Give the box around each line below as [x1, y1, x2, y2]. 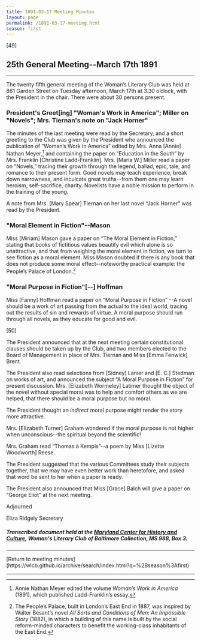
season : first [6, 25, 42, 32]
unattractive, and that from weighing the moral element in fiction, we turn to [6, 247, 193, 255]
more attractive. [6, 413, 45, 420]
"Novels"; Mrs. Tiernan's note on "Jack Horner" [6, 116, 148, 124]
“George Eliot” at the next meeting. [6, 492, 92, 499]
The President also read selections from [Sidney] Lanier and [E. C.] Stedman [6, 370, 194, 377]
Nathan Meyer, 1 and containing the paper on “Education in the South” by [6, 149, 184, 157]
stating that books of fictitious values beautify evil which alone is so [6, 241, 173, 248]
